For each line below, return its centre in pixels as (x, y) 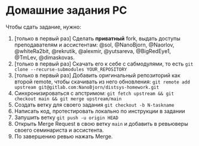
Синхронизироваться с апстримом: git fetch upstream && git (94, 93)
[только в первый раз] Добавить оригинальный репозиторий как (97, 75)
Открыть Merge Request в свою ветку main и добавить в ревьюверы (101, 123)
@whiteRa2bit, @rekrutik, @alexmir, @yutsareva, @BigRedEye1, (93, 51)
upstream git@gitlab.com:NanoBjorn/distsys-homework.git (87, 87)
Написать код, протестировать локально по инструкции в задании (100, 111)
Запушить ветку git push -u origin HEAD (66, 117)
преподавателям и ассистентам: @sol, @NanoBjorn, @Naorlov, (94, 45)
